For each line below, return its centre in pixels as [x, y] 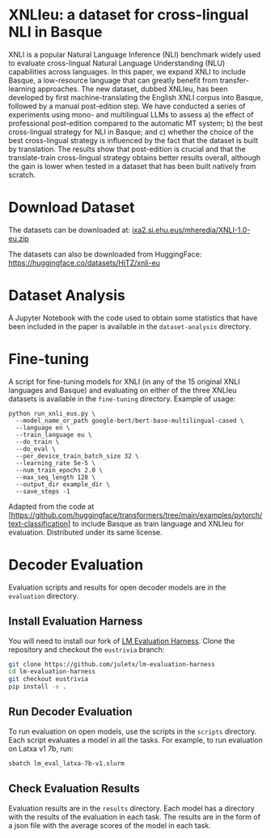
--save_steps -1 [43, 491]
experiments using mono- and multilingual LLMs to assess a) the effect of [131, 114]
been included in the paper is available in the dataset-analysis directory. [130, 326]
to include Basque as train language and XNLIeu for [158, 523]
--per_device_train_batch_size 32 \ [77, 456]
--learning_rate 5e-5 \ [55, 463]
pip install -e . [38, 687]
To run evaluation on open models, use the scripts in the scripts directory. [133, 731]
